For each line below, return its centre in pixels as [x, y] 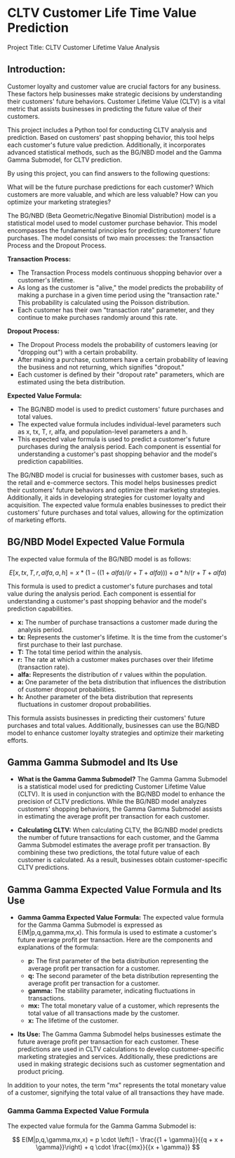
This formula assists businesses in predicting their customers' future [106, 717]
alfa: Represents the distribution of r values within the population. [112, 674]
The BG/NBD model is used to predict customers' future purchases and [121, 409]
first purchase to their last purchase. [70, 644]
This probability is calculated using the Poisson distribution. [103, 302]
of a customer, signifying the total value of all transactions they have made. [116, 1093]
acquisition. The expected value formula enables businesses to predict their [117, 505]
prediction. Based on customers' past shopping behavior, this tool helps [111, 137]
